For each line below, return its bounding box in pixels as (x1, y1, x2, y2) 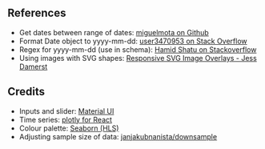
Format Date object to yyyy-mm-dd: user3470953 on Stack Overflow (18, 36, 247, 46)
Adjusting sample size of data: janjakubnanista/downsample (18, 131, 218, 141)
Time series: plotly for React (18, 115, 113, 124)
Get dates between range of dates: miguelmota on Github (18, 27, 209, 37)
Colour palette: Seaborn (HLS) (18, 123, 119, 133)
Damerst (18, 62, 48, 71)
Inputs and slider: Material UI (18, 106, 114, 115)
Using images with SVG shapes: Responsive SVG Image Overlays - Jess (18, 53, 257, 62)
